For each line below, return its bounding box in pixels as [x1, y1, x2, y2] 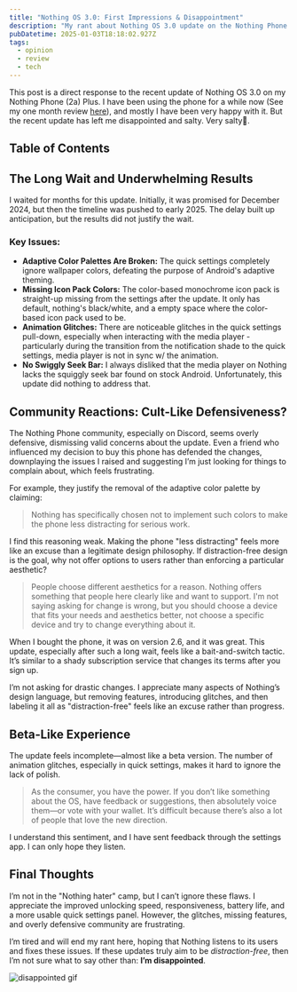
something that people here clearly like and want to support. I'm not [30, 591, 279, 602]
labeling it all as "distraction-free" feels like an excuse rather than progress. [9, 701, 285, 711]
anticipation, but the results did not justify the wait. [9, 214, 195, 225]
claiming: [9, 492, 43, 503]
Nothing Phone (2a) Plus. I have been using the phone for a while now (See [9, 96, 284, 107]
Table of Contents [9, 141, 111, 156]
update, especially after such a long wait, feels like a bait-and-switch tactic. [9, 646, 285, 657]
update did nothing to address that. [21, 378, 151, 389]
